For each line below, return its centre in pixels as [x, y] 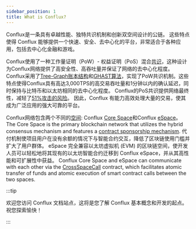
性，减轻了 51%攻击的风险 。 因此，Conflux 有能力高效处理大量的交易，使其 [96, 98]
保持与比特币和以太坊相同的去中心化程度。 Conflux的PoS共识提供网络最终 [100, 91]
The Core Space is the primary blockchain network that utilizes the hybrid [94, 124]
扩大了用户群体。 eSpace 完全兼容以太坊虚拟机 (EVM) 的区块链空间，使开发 [97, 145]
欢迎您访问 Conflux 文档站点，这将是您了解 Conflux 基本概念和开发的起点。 [97, 203]
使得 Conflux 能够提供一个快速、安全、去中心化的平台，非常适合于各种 [91, 41]
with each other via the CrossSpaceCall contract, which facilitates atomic [94, 166]
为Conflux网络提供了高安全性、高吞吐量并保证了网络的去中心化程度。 [90, 68]
